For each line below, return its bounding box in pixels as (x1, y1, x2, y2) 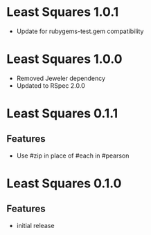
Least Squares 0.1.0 (6, 176, 122, 191)
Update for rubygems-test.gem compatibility (16, 27, 144, 35)
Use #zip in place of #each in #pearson (16, 151, 130, 160)
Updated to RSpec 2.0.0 (16, 81, 85, 90)
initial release (16, 221, 55, 229)
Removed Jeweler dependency (16, 74, 105, 82)
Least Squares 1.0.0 (6, 51, 123, 67)
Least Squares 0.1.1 (6, 106, 118, 122)
